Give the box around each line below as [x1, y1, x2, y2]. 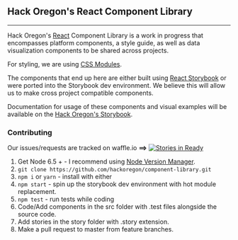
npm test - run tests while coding [17, 195, 115, 204]
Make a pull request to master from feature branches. [17, 225, 174, 234]
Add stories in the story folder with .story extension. [17, 217, 169, 226]
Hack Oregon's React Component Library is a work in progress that [7, 31, 204, 40]
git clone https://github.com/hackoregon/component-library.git [17, 166, 212, 173]
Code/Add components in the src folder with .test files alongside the [17, 202, 217, 211]
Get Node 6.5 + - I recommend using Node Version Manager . [17, 157, 196, 166]
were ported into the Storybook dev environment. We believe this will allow [7, 81, 226, 89]
